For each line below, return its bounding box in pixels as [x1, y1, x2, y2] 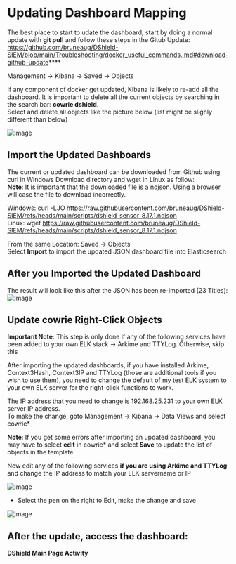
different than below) [7, 114, 68, 124]
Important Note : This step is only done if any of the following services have [7, 332, 226, 341]
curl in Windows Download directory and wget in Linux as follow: [7, 175, 195, 183]
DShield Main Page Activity [7, 549, 88, 558]
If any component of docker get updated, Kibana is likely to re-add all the [7, 85, 219, 93]
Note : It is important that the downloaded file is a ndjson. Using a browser [7, 183, 221, 191]
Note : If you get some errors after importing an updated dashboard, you [7, 433, 216, 442]
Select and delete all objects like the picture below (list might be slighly [7, 107, 213, 116]
